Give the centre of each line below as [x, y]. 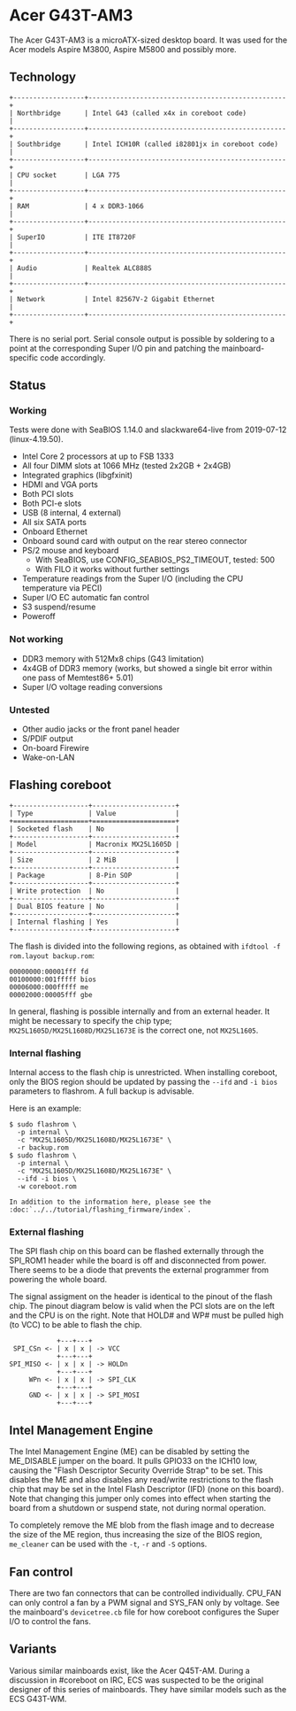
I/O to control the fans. [50, 1622]
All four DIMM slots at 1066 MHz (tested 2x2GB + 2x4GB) [126, 466]
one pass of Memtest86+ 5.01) [78, 677]
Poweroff [38, 616]
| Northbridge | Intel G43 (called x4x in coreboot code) [128, 113]
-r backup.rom [43, 1148]
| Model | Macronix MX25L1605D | [94, 844]
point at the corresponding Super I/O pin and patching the [114, 348]
